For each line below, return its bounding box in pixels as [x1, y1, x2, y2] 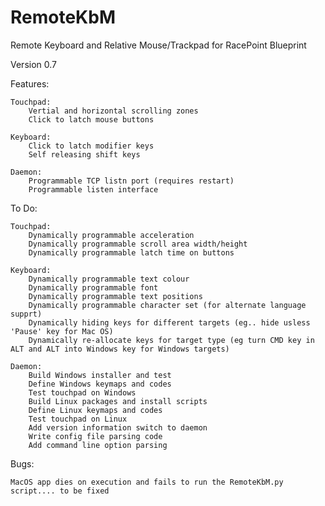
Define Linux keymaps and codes [28, 405, 163, 415]
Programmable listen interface [28, 184, 159, 195]
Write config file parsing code [28, 431, 163, 441]
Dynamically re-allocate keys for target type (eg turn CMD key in [28, 335, 315, 345]
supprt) [10, 309, 43, 319]
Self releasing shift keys [28, 149, 141, 160]
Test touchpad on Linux [28, 414, 128, 424]
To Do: [10, 202, 38, 214]
